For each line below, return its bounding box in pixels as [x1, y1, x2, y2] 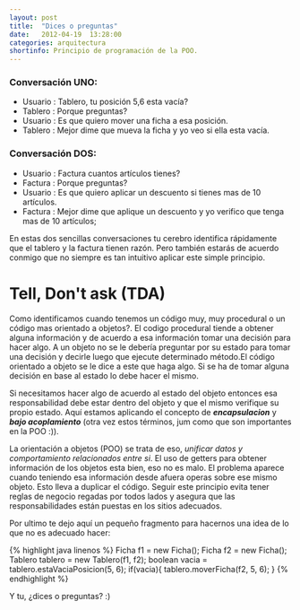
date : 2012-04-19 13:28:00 [9, 30, 123, 39]
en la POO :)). [9, 425, 60, 436]
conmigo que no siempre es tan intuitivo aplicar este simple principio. [9, 252, 266, 263]
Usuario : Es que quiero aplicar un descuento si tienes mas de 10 [21, 187, 261, 197]
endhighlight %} [9, 573, 69, 584]
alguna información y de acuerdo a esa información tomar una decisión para [9, 332, 291, 343]
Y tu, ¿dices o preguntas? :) [9, 590, 111, 601]
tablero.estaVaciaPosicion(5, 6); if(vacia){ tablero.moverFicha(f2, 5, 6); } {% [9, 563, 288, 574]
